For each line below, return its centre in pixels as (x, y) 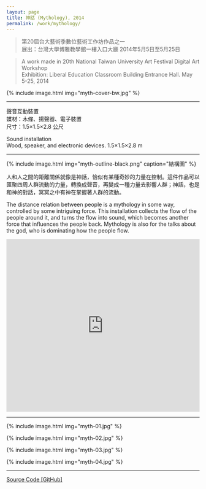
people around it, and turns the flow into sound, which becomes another (97, 218)
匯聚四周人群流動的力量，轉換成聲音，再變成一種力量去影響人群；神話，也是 (103, 185)
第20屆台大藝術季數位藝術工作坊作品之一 (73, 42)
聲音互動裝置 (22, 112)
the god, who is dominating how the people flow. (68, 231)
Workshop (34, 68)
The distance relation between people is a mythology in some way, (91, 205)
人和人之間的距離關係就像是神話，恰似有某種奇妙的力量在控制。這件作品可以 (103, 177)
